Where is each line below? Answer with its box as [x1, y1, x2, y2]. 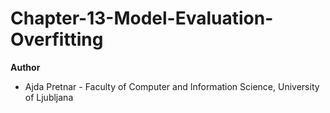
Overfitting [10, 28, 104, 51]
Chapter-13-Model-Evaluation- [10, 7, 274, 30]
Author [10, 61, 41, 73]
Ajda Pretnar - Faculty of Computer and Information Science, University [24, 80, 320, 92]
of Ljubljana [24, 91, 74, 103]
